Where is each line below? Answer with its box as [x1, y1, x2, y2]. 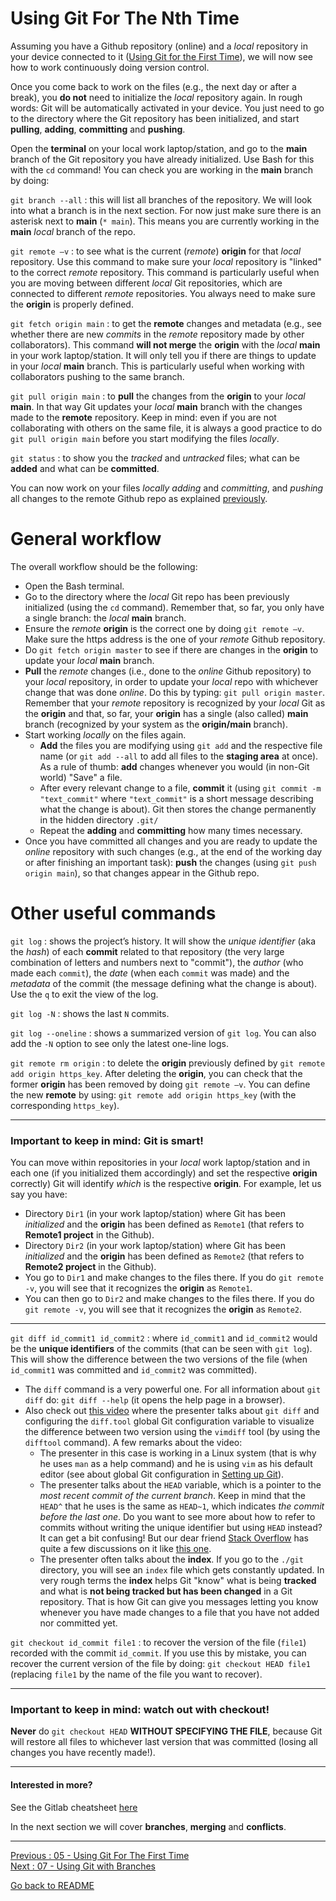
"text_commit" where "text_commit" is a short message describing [39, 792, 314, 804]
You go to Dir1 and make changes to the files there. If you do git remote [24, 1272, 324, 1284]
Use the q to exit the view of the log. [10, 988, 159, 1000]
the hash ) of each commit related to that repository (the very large [10, 945, 285, 957]
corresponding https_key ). [10, 1099, 120, 1111]
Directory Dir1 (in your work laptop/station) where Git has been [24, 1208, 286, 1220]
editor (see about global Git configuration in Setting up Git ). [39, 1468, 285, 1481]
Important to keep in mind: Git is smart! [10, 1133, 204, 1147]
